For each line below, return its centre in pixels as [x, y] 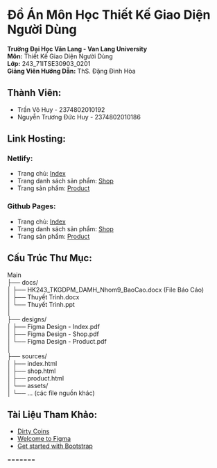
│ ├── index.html [32, 363]
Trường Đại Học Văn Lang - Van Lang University [77, 49]
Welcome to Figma [44, 439]
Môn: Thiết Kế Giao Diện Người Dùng [60, 56]
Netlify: [20, 158]
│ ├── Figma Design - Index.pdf [54, 326]
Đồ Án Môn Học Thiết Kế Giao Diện [109, 15]
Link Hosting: [36, 139]
